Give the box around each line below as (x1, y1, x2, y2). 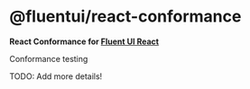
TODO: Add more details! (9, 70, 103, 82)
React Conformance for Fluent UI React (9, 36, 160, 47)
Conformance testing (9, 53, 88, 64)
